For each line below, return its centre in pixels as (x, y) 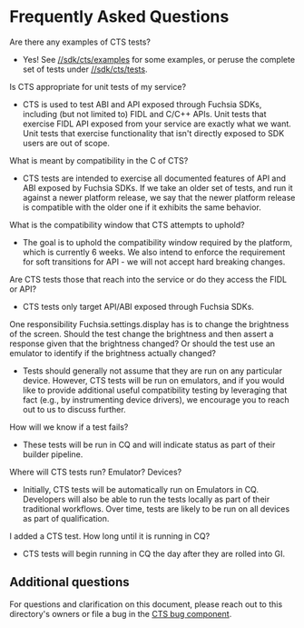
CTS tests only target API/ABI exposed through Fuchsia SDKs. (138, 306)
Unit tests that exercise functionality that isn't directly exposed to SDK (153, 133)
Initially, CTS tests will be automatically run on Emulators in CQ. (140, 489)
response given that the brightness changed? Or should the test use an (142, 344)
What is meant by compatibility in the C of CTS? (99, 160)
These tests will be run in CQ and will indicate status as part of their (149, 444)
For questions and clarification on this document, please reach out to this (146, 604)
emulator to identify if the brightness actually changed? (113, 353)
